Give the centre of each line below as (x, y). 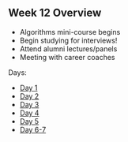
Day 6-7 (33, 129)
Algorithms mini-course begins (70, 32)
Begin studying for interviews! (68, 40)
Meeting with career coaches (67, 57)
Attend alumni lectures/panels (68, 49)
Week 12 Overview (55, 13)
